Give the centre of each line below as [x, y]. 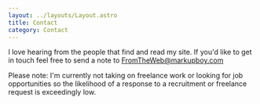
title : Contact [33, 23]
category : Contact [38, 30]
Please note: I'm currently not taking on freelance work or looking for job [126, 76]
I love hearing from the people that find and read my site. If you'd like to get [130, 52]
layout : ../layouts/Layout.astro [63, 15]
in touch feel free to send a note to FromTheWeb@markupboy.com [116, 60]
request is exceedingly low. [52, 92]
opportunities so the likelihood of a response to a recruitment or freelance [128, 84]
